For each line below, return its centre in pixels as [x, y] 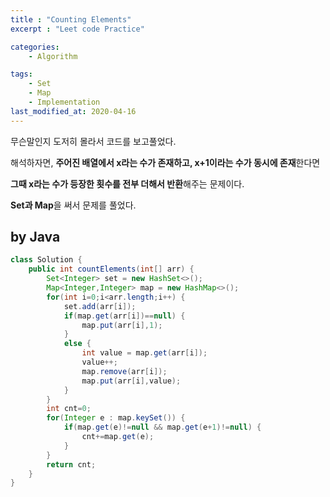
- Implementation [64, 102]
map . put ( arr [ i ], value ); [131, 381]
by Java [35, 237]
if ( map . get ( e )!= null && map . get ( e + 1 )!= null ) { [162, 427]
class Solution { [46, 260]
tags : [21, 74]
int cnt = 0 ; [69, 409]
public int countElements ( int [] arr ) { [111, 269]
